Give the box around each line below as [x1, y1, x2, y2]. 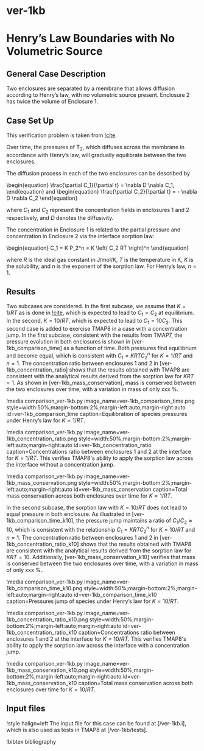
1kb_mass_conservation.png [6, 479, 77, 487]
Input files [6, 703, 46, 714]
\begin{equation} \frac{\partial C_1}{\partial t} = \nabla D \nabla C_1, [6, 181, 175, 189]
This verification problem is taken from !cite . [6, 132, 117, 139]
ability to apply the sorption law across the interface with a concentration [6, 641, 190, 649]
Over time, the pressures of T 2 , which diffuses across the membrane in [6, 144, 185, 152]
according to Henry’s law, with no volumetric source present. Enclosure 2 [6, 91, 190, 99]
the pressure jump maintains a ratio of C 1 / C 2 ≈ [76, 517, 193, 526]
